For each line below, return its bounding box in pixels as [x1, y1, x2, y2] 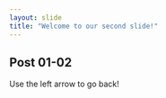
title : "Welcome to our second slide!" [9, 22, 159, 31]
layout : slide [9, 13, 63, 22]
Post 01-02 [9, 55, 73, 70]
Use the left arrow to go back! [9, 78, 119, 90]
